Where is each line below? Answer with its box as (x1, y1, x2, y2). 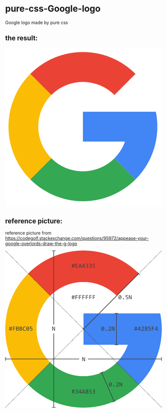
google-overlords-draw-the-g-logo (5, 240, 78, 247)
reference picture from (5, 230, 52, 236)
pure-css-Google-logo (5, 3, 101, 14)
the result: (5, 34, 38, 42)
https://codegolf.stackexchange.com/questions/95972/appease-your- (5, 235, 149, 241)
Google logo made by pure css (5, 19, 68, 25)
